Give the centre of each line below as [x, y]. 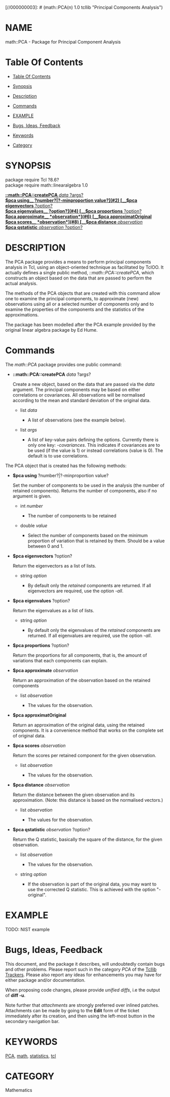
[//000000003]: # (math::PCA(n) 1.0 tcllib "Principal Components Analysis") [84, 7]
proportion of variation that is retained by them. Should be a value [96, 541]
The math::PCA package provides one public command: [64, 364]
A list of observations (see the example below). [77, 420]
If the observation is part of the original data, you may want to [92, 884]
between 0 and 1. [46, 546]
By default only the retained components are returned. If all [89, 585]
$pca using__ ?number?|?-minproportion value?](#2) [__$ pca [71, 200]
